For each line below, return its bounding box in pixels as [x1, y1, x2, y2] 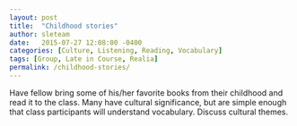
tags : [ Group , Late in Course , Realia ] [9, 55, 159, 63]
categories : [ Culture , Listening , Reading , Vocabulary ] [9, 46, 223, 55]
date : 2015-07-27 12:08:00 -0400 [9, 38, 143, 47]
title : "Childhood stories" [9, 21, 118, 30]
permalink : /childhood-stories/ [9, 63, 130, 72]
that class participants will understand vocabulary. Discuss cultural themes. [9, 106, 289, 117]
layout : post [9, 13, 58, 22]
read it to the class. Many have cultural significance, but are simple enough [9, 97, 287, 107]
